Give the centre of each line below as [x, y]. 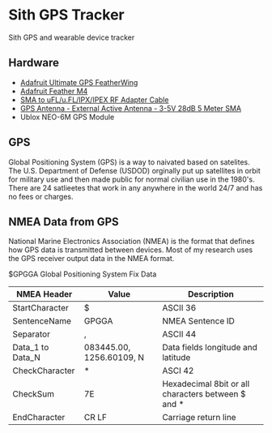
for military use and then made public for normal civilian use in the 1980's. [132, 179]
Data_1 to [31, 348]
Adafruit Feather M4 [54, 91]
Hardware [34, 63]
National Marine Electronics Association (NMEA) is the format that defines [132, 242]
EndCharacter [39, 418]
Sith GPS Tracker [66, 15]
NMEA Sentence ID [198, 321]
